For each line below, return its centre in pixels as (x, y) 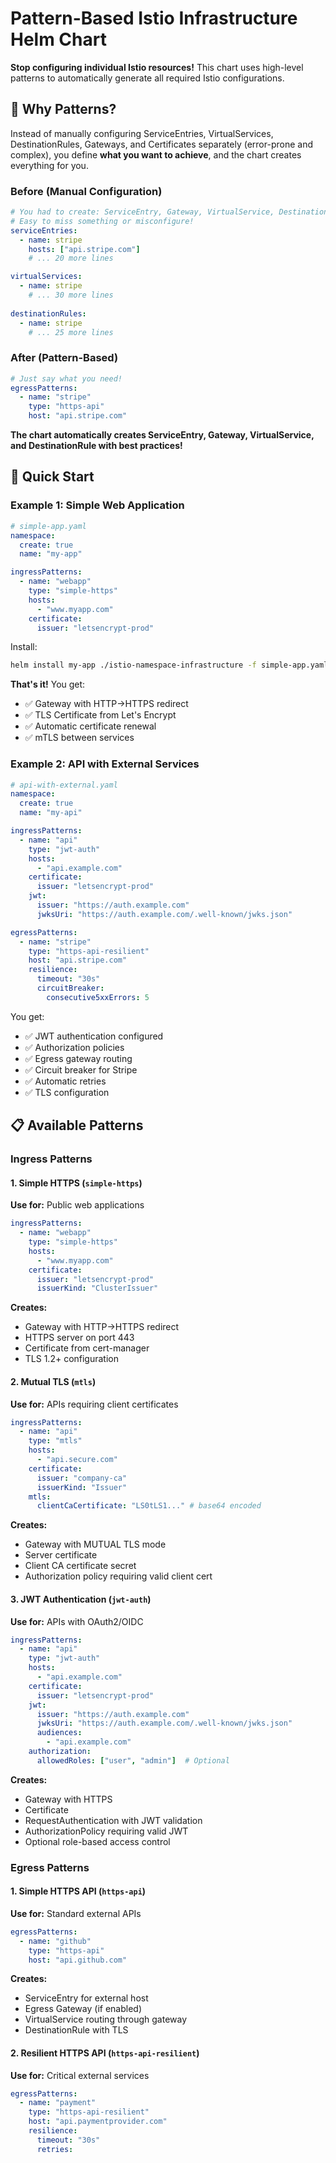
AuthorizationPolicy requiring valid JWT (106, 1831)
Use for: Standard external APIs (76, 1913)
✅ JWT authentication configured (94, 1036)
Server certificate (61, 1555)
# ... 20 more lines (71, 258)
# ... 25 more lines (71, 332)
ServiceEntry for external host (86, 1998)
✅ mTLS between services (79, 738)
